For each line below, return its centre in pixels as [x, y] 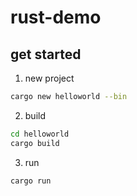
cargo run [31, 181]
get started [46, 54]
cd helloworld [40, 134]
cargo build [35, 143]
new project [49, 78]
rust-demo [56, 17]
